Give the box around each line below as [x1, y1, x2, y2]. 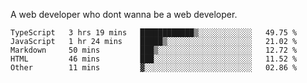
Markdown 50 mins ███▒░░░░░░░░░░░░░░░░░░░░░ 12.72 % [10, 45, 298, 55]
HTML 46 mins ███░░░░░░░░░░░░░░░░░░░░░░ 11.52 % [10, 54, 298, 64]
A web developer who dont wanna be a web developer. [10, 9, 238, 20]
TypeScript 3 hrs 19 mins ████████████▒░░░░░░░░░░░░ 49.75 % [10, 28, 298, 38]
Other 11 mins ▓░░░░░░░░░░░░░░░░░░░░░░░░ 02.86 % [10, 63, 298, 73]
